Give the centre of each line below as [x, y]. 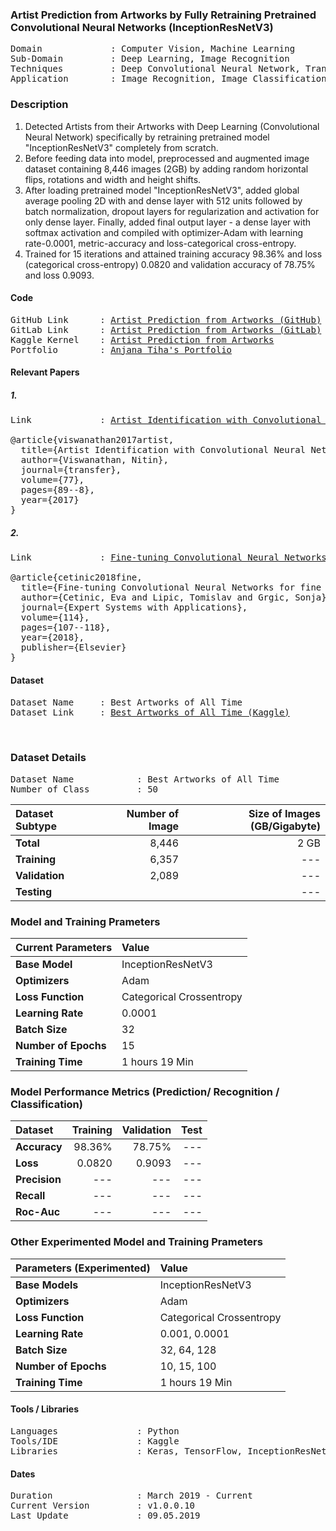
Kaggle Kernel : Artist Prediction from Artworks [142, 339]
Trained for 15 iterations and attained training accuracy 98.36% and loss [173, 254]
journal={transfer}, [71, 470]
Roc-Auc [38, 1212]
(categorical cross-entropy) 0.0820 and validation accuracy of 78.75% [170, 264]
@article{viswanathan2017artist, [92, 440]
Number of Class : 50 [84, 789]
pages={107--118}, [66, 627]
